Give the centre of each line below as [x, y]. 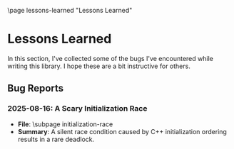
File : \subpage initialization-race [65, 124]
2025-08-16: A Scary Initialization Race [77, 109]
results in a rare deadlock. [56, 139]
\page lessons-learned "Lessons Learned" [70, 10]
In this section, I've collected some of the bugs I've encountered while [111, 58]
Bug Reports [36, 88]
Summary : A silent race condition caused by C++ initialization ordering [122, 131]
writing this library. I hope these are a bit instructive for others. [99, 66]
